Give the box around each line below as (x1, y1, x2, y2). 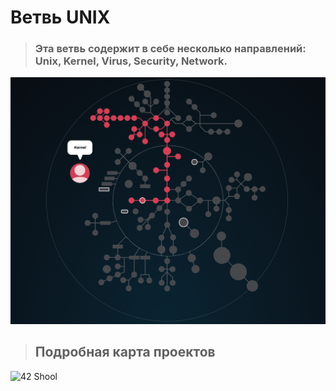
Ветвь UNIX (10, 6, 111, 29)
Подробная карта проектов (34, 344, 216, 361)
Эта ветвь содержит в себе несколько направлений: (34, 42, 307, 56)
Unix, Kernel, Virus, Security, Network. (34, 54, 228, 68)
